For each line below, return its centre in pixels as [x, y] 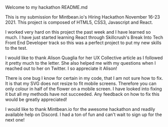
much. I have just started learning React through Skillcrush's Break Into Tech [84, 37]
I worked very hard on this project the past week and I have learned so [78, 32]
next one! [15, 120]
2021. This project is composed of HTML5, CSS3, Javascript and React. [79, 22]
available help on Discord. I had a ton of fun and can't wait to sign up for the [83, 114]
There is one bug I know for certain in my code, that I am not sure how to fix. [84, 78]
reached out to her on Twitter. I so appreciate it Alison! [61, 68]
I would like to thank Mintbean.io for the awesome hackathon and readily [80, 109]
